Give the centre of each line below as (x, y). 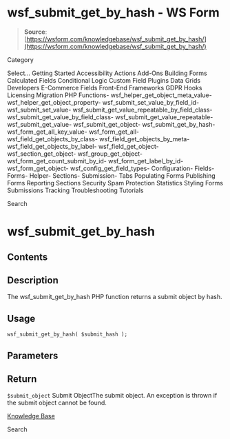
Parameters (33, 355)
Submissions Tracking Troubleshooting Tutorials (75, 190)
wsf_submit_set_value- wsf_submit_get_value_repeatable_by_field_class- (110, 110)
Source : (35, 32)
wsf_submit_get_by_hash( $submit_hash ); (67, 335)
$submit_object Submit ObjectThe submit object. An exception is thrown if (112, 396)
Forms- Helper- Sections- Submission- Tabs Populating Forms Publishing (111, 175)
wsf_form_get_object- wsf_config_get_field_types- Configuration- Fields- (111, 168)
